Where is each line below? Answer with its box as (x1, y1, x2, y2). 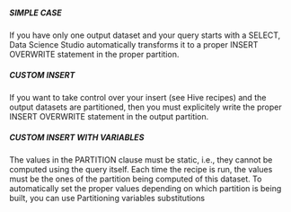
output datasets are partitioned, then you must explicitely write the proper (9, 102, 283, 112)
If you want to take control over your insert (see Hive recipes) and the (9, 92, 267, 102)
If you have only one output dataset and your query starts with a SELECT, (9, 30, 281, 40)
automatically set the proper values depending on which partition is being (9, 182, 282, 193)
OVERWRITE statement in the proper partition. (9, 49, 180, 59)
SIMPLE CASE (9, 7, 62, 18)
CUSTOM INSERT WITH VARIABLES (9, 131, 145, 143)
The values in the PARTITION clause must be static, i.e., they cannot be (9, 154, 273, 165)
